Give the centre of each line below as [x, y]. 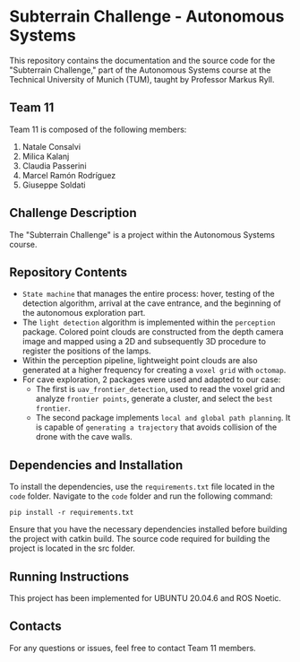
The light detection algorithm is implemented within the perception [149, 322]
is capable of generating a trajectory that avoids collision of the [156, 427]
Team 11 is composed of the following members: [98, 129]
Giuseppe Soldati [54, 185]
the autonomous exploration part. [84, 313]
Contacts [36, 627]
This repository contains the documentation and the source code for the [142, 60]
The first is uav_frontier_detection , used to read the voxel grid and [160, 389]
